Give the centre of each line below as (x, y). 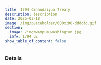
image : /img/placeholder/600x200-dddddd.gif (51, 23)
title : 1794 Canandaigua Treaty (38, 9)
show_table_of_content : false (36, 41)
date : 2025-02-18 (23, 18)
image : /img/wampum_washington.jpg (45, 32)
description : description (31, 14)
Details (14, 58)
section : (14, 28)
